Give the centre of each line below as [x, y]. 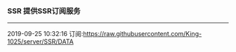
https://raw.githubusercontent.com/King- [143, 34]
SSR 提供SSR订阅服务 [44, 10]
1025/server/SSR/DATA [40, 42]
